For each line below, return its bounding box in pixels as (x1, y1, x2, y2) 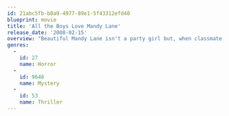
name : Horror (19, 61, 57, 68)
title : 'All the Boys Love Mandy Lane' (7, 23, 121, 29)
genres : (7, 42, 29, 48)
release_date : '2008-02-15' (7, 29, 88, 36)
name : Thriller (19, 99, 63, 106)
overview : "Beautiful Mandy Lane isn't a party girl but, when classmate (7, 35, 223, 42)
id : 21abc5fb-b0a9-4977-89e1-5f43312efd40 (7, 10, 130, 17)
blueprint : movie (7, 16, 57, 23)
